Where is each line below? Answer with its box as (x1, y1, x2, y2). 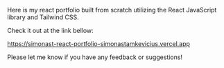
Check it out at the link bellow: (7, 27, 94, 34)
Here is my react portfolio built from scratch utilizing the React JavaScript (7, 6, 217, 14)
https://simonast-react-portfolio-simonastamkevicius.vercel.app (7, 40, 191, 47)
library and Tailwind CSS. (7, 13, 79, 21)
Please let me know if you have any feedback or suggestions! (7, 53, 182, 61)
